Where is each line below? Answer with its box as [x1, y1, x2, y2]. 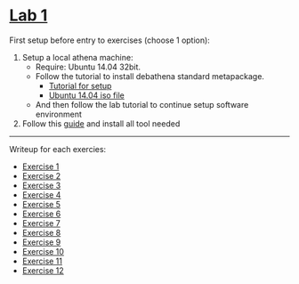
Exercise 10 [21, 246, 65, 256]
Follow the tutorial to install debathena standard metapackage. [35, 70, 265, 81]
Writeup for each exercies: [9, 143, 107, 154]
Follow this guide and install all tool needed [21, 118, 181, 129]
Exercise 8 [21, 227, 61, 238]
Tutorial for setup [48, 80, 112, 91]
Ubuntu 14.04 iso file [48, 90, 125, 101]
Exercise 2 [21, 170, 61, 181]
